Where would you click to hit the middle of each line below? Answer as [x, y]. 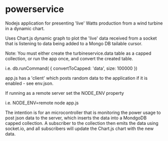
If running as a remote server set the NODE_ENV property [64, 93]
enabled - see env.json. [29, 83]
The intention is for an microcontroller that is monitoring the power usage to [83, 112]
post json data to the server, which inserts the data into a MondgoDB [76, 118]
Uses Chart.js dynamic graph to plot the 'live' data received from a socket [81, 38]
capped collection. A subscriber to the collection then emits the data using [82, 123]
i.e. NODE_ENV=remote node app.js [42, 103]
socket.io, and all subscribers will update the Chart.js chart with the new [79, 128]
